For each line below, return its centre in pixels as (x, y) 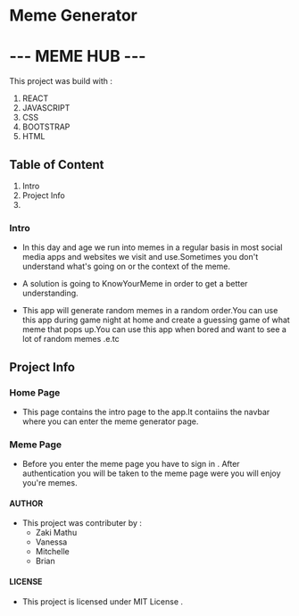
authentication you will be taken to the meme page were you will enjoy (151, 473)
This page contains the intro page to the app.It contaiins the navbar (146, 412)
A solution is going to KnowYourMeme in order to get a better (135, 284)
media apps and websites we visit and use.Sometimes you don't (140, 257)
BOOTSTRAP (46, 127)
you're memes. (50, 483)
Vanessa (51, 542)
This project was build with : (61, 81)
